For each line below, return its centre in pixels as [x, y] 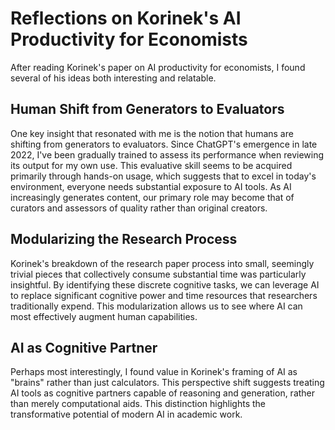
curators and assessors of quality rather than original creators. [139, 208]
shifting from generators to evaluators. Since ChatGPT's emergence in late [164, 144]
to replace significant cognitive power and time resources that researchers [164, 295]
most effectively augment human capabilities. [104, 316]
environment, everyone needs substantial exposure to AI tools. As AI [151, 186]
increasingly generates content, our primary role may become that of [152, 197]
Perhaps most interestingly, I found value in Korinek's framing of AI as [154, 372]
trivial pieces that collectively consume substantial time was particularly [158, 274]
